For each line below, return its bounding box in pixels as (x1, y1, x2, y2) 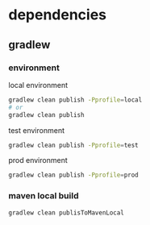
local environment (8, 80, 69, 90)
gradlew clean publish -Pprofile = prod (8, 171, 139, 179)
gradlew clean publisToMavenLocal (8, 208, 125, 217)
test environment (8, 125, 65, 135)
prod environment (8, 156, 68, 165)
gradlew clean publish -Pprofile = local (8, 95, 143, 104)
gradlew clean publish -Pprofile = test (8, 141, 139, 149)
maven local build (8, 190, 79, 202)
